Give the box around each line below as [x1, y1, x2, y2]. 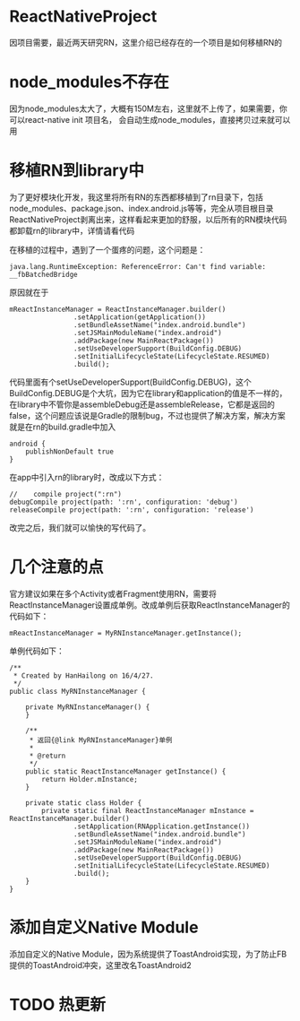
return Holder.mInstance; [41, 774, 139, 783]
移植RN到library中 [9, 160, 145, 181]
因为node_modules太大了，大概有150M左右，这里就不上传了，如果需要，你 [9, 103, 288, 114]
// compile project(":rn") [9, 489, 123, 498]
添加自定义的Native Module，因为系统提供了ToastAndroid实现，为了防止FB [9, 948, 287, 959]
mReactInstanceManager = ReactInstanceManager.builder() [9, 305, 227, 314]
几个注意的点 [9, 558, 105, 577]
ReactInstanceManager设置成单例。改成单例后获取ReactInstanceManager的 [9, 599, 291, 610]
